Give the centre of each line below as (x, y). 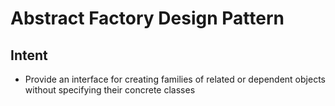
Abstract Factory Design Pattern (147, 18)
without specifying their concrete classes (110, 90)
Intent (29, 55)
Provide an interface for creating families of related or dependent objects (175, 79)
